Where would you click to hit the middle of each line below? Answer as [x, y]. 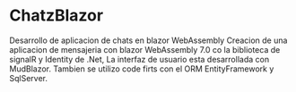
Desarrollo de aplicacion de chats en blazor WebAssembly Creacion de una [148, 40]
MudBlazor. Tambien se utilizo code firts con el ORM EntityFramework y [142, 69]
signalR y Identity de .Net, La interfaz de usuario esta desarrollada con [139, 59]
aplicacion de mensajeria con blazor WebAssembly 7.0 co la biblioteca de [145, 49]
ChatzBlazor [57, 16]
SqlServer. [28, 78]
